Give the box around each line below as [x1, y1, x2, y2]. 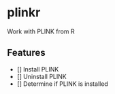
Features [7, 47, 46, 59]
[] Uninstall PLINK [16, 72, 67, 80]
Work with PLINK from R [7, 27, 75, 35]
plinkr [7, 5, 41, 20]
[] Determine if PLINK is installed [16, 80, 109, 88]
